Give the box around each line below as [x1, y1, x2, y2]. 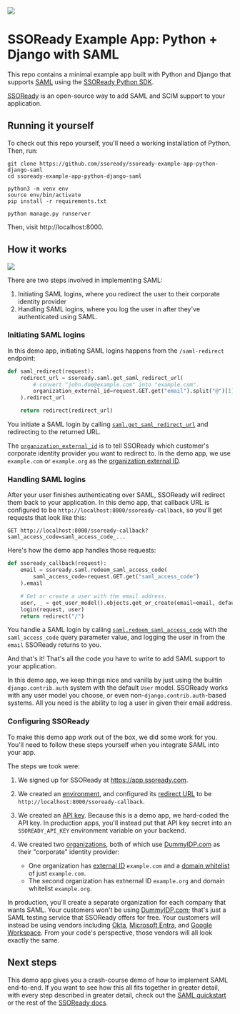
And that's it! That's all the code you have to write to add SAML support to [7, 654, 226, 663]
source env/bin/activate [7, 191, 81, 199]
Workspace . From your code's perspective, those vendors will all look [7, 928, 213, 937]
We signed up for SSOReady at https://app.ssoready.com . [17, 775, 189, 784]
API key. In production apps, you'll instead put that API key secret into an [17, 818, 232, 827]
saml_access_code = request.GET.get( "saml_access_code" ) [33, 573, 200, 581]
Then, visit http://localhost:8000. [7, 222, 104, 231]
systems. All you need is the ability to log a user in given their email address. [7, 698, 232, 707]
